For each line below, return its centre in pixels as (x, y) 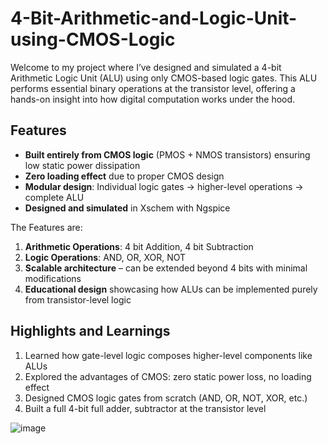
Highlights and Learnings (90, 331)
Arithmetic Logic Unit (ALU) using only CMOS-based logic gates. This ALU (164, 78)
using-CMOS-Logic (93, 39)
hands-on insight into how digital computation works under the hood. (153, 99)
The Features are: (46, 227)
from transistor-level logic (78, 299)
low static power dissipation (82, 165)
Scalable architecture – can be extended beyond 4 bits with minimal (166, 268)
